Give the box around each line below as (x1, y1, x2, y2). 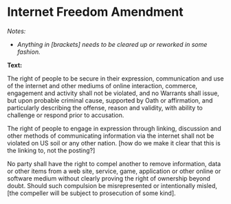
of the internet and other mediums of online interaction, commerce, (7, 81, 198, 90)
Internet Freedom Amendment (7, 4, 184, 20)
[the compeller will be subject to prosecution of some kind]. (7, 189, 177, 197)
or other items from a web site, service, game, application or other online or (7, 167, 221, 175)
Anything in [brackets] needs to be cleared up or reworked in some (16, 40, 208, 48)
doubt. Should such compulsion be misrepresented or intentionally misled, (7, 181, 218, 190)
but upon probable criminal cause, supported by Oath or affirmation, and (7, 96, 213, 104)
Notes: (7, 27, 26, 35)
